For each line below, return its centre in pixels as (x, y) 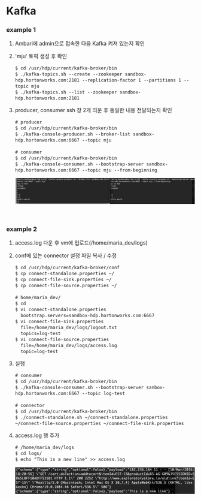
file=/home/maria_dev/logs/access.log (69, 346)
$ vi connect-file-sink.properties (59, 322)
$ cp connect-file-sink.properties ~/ (63, 280)
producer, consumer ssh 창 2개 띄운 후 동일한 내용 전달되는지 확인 (93, 110)
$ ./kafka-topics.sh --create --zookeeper (68, 74)
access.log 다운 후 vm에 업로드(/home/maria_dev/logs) (81, 243)
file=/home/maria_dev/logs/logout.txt (69, 328)
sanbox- (156, 388)
